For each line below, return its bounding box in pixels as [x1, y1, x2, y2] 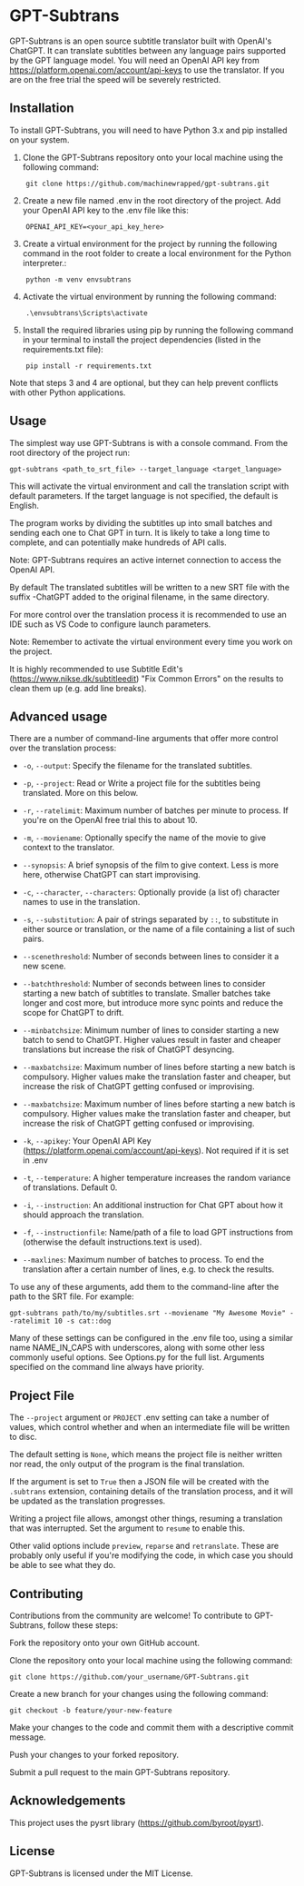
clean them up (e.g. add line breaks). [9, 682, 147, 693]
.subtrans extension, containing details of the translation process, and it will [9, 1486, 293, 1497]
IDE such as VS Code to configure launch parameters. [9, 619, 211, 630]
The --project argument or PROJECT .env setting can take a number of [9, 1412, 270, 1423]
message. [9, 1732, 46, 1742]
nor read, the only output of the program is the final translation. [9, 1459, 245, 1470]
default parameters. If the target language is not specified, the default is [9, 490, 279, 501]
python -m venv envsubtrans [25, 274, 132, 284]
